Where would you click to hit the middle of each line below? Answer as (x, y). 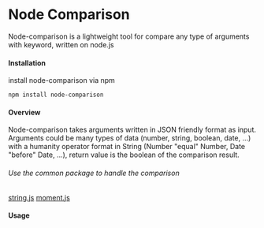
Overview (24, 112)
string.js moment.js (39, 197)
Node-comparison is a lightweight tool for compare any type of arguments (129, 36)
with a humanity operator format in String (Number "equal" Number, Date (127, 147)
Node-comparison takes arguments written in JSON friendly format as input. (132, 130)
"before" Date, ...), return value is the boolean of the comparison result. (124, 155)
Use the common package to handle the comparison (94, 173)
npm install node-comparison (56, 95)
